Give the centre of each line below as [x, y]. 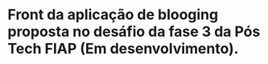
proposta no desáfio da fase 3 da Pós [134, 32]
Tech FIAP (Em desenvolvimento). [123, 49]
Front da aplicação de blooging [113, 15]
